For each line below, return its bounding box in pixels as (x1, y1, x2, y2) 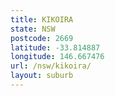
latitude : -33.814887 (10, 42, 101, 53)
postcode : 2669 (10, 33, 74, 43)
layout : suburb (10, 71, 74, 81)
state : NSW (10, 24, 56, 34)
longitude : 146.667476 (10, 52, 105, 62)
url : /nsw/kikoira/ (10, 61, 92, 71)
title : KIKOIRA (10, 14, 74, 25)
